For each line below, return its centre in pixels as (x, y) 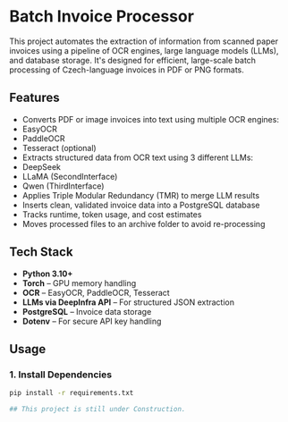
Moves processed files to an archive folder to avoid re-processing (144, 224)
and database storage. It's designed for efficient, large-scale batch (133, 60)
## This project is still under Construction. (97, 409)
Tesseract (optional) (59, 148)
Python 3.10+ (47, 274)
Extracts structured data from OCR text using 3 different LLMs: (137, 157)
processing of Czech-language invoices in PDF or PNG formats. (127, 70)
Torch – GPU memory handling (79, 283)
